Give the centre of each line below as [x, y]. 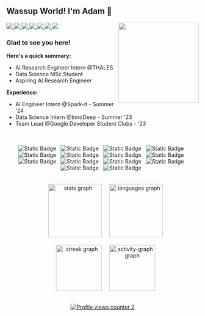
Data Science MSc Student [49, 74]
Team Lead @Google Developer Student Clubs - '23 [81, 124]
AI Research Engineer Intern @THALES [64, 68]
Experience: [22, 93]
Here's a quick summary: [39, 56]
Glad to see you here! [38, 42]
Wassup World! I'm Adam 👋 [59, 11]
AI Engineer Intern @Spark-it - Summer [64, 104]
